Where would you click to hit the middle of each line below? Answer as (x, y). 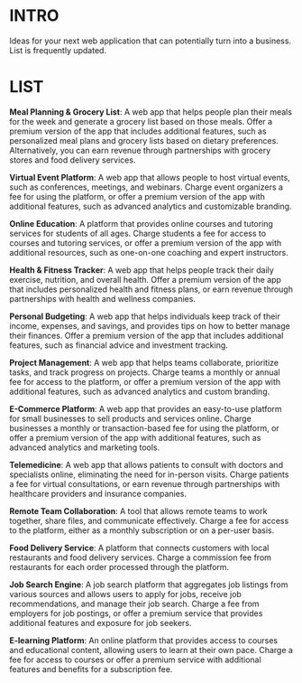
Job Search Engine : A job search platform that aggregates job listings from (149, 585)
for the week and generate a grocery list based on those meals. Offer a (141, 121)
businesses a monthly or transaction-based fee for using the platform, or (144, 428)
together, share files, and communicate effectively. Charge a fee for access (149, 520)
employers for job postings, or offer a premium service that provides (136, 613)
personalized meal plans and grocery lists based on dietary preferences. (144, 140)
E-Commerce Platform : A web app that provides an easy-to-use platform (146, 408)
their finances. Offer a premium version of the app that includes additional (146, 335)
